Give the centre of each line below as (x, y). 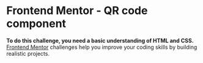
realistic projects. (28, 53)
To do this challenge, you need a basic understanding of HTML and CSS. (100, 40)
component (36, 24)
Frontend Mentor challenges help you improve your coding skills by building (102, 47)
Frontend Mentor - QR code (77, 11)
